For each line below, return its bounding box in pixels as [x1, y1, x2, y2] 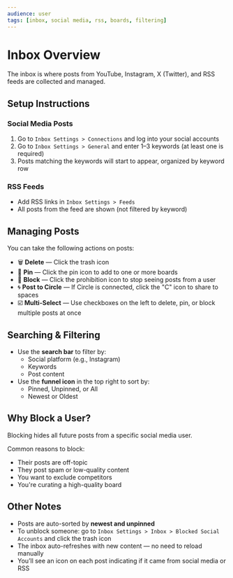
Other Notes [7, 501, 61, 513]
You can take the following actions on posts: [7, 244, 135, 253]
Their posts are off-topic [17, 458, 89, 466]
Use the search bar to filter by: [17, 348, 107, 356]
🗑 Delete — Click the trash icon [17, 258, 110, 267]
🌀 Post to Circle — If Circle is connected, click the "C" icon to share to [17, 283, 218, 291]
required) [17, 150, 45, 158]
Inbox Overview [7, 47, 101, 63]
